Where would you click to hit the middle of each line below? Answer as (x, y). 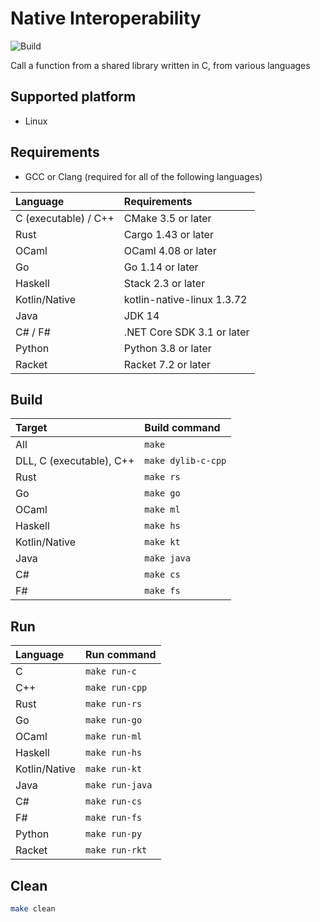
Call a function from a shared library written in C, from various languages (160, 65)
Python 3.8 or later (167, 348)
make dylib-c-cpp (185, 461)
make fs (162, 591)
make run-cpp (116, 688)
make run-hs (114, 753)
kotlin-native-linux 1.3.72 (185, 299)
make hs (162, 526)
